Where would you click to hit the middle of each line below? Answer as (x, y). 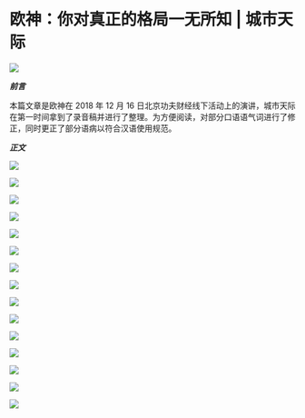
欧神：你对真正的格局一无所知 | (126, 20)
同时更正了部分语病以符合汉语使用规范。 (101, 128)
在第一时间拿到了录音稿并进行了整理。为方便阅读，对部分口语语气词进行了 (148, 116)
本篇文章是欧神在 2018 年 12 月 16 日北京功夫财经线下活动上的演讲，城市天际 (152, 105)
